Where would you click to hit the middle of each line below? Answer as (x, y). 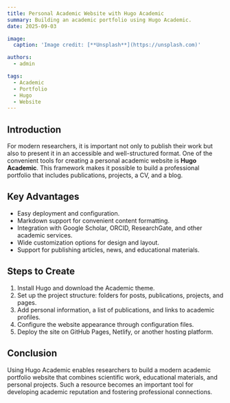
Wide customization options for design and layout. (88, 242)
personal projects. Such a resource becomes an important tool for (100, 384)
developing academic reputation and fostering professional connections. (110, 391)
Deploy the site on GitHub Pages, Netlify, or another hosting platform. (115, 332)
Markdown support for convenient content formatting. (93, 220)
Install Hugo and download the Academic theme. (86, 288)
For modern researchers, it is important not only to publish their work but (110, 146)
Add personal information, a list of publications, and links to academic (116, 310)
